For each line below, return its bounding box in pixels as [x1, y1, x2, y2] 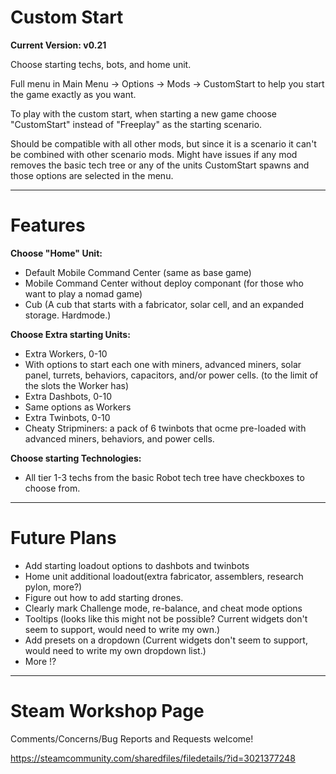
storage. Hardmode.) [24, 309, 112, 321]
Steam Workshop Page [10, 700, 205, 722]
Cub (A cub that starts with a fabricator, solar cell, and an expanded [24, 298, 305, 310]
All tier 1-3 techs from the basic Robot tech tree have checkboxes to [24, 471, 305, 483]
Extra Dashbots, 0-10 [24, 390, 112, 402]
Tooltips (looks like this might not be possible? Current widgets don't [24, 612, 308, 625]
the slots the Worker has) [24, 379, 130, 391]
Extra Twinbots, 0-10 [24, 411, 111, 423]
